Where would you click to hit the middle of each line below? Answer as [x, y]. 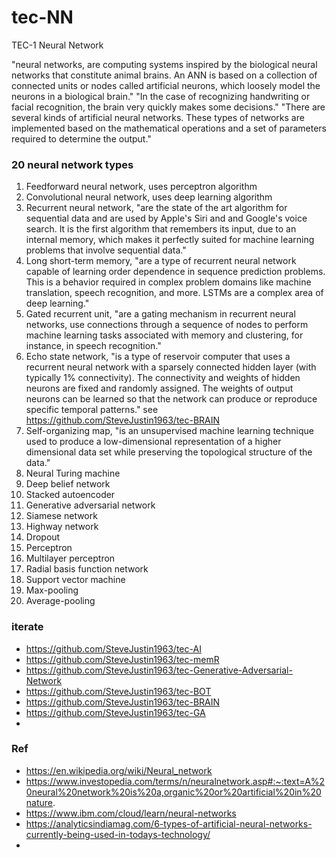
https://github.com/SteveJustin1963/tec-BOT [118, 691]
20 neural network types [72, 164]
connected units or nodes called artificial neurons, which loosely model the [166, 85]
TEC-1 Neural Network [57, 45]
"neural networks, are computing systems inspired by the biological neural [164, 64]
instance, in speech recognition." [93, 346]
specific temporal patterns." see [92, 410]
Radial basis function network [87, 569]
